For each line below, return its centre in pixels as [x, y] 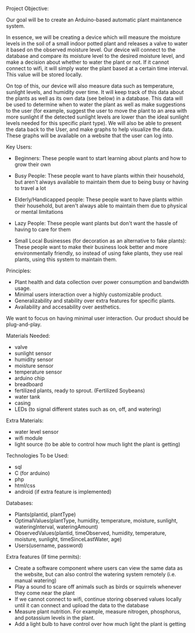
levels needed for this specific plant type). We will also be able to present [94, 123]
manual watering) [36, 580]
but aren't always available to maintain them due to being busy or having [102, 182]
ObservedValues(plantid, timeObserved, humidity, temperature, [91, 533]
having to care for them [42, 229]
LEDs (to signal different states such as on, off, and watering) [88, 409]
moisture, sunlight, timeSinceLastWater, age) [68, 539]
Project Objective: [28, 8]
